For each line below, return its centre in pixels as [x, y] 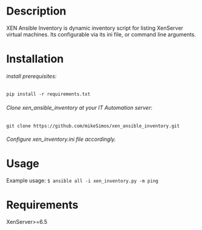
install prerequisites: [31, 76]
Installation [35, 59]
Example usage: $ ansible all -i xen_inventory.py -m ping [83, 181]
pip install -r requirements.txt [48, 94]
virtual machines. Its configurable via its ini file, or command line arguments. [101, 34]
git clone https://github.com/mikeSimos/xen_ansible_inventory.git [93, 126]
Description [36, 11]
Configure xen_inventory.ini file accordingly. [61, 139]
